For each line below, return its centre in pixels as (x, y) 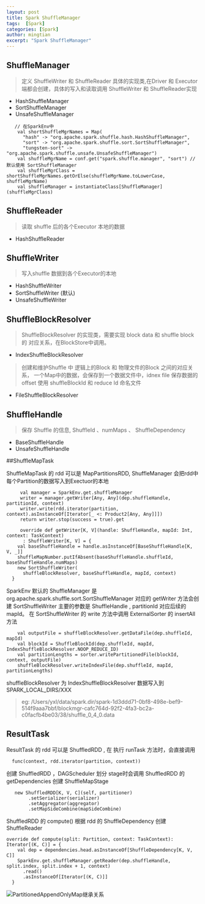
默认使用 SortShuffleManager (42, 165)
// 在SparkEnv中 (34, 127)
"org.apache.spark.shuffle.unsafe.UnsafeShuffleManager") (82, 153)
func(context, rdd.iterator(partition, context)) (76, 761)
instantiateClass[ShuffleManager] (119, 187)
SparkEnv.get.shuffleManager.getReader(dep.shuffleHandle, (94, 860)
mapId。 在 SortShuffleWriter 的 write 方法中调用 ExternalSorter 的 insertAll (101, 614)
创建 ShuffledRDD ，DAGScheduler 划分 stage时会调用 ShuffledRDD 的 (96, 773)
